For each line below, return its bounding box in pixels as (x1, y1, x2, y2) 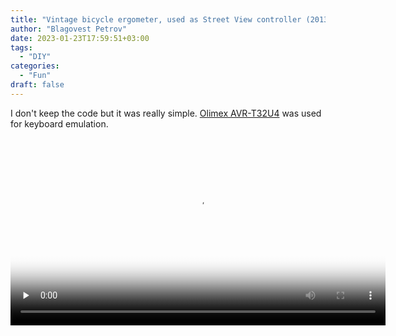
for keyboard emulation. (10, 117, 109, 130)
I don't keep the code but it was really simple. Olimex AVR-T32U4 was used (10, 107, 322, 119)
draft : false (10, 80, 65, 90)
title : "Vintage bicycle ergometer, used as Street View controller (10, 14, 302, 25)
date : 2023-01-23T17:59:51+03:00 (10, 33, 150, 43)
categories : (10, 61, 60, 71)
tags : (10, 42, 33, 53)
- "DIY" (19, 52, 52, 62)
